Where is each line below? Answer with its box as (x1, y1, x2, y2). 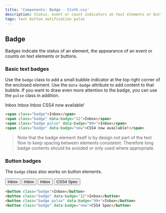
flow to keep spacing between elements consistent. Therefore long (17, 140, 154, 146)
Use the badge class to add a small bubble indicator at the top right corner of (5, 77, 161, 83)
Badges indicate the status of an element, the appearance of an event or (5, 48, 153, 54)
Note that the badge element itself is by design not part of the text (17, 134, 152, 140)
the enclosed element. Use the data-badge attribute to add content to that (5, 82, 154, 88)
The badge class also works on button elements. (5, 169, 102, 175)
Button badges (5, 157, 41, 164)
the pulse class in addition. (5, 93, 60, 99)
